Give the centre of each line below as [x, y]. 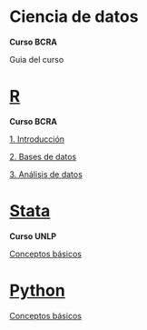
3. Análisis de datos [46, 174]
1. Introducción [37, 139]
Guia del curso [37, 59]
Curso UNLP [33, 236]
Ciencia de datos [74, 17]
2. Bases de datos [43, 156]
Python [37, 290]
